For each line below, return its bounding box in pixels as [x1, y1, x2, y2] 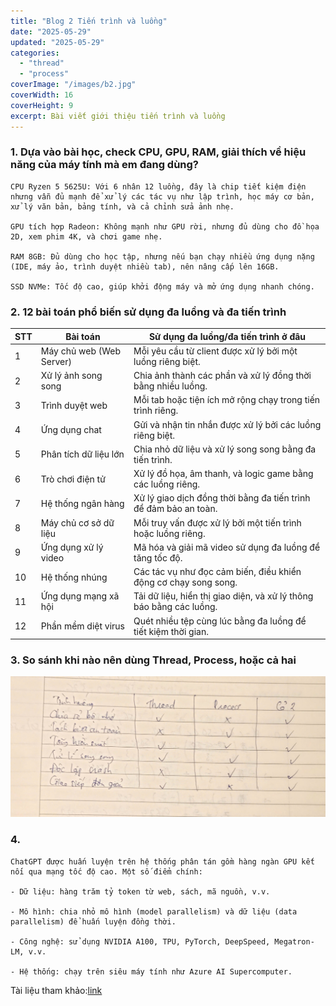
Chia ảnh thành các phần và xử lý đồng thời [133, 370, 312, 382]
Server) [40, 355, 72, 367]
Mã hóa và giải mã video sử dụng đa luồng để [133, 541, 321, 553]
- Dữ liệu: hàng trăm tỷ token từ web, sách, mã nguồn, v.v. [10, 886, 271, 897]
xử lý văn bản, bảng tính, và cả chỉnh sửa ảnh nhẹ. [10, 201, 235, 212]
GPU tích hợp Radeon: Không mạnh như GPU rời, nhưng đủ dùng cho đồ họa [10, 221, 320, 232]
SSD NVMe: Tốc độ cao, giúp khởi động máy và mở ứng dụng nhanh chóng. [10, 281, 315, 292]
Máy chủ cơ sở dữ [40, 516, 115, 529]
